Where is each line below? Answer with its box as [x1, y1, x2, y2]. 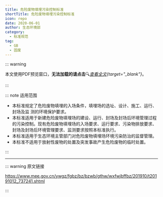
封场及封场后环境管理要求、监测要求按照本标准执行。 [12, 127, 119, 132]
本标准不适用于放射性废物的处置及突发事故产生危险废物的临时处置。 [12, 139, 148, 145]
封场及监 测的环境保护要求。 [12, 109, 69, 115]
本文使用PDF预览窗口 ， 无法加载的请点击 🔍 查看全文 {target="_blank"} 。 [5, 71, 147, 77]
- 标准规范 [9, 34, 29, 39]
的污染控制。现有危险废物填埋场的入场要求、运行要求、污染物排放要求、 [12, 121, 157, 127]
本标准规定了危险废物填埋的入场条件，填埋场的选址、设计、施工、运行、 [12, 102, 157, 108]
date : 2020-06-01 [5, 20, 40, 26]
